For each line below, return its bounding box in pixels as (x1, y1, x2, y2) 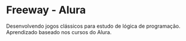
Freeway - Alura (6, 3, 86, 17)
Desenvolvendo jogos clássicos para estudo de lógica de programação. (6, 23, 181, 29)
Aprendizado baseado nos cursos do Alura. (6, 28, 112, 35)
